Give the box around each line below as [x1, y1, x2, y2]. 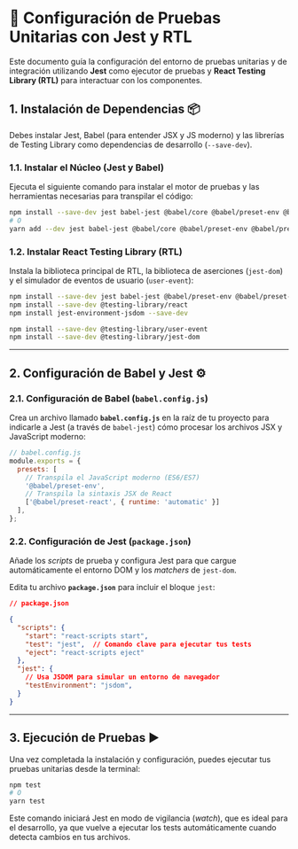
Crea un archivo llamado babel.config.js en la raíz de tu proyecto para [9, 412, 270, 424]
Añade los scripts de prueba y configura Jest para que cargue [9, 556, 237, 566]
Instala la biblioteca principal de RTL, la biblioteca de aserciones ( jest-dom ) [9, 265, 284, 276]
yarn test [9, 797, 46, 806]
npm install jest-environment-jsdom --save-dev [9, 308, 189, 317]
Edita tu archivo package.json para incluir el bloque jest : [9, 582, 216, 593]
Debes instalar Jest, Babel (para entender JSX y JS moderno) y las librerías [9, 129, 285, 140]
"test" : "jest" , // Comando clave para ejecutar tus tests [25, 640, 252, 649]
